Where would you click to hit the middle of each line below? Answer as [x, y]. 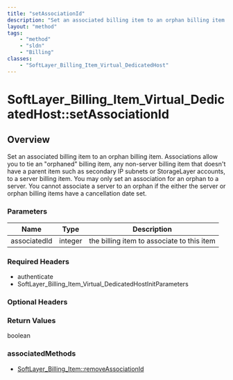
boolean [19, 336]
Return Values [32, 321]
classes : [20, 59]
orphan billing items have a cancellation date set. [77, 193]
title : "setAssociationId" [46, 14]
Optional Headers [37, 302]
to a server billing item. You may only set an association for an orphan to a [113, 178]
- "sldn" [32, 46]
